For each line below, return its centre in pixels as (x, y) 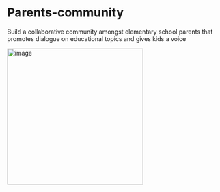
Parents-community (66, 13)
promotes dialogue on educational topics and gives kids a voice (97, 38)
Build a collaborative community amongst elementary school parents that (110, 32)
